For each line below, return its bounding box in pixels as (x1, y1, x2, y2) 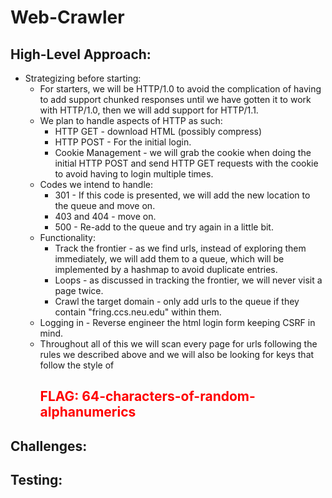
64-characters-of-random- (81, 388, 256, 405)
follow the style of (39, 359, 115, 371)
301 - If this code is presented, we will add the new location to (54, 189, 311, 201)
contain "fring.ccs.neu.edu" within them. (54, 306, 222, 318)
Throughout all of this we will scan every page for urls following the (39, 338, 318, 350)
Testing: (10, 472, 63, 489)
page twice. (54, 285, 104, 296)
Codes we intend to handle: (39, 179, 153, 190)
